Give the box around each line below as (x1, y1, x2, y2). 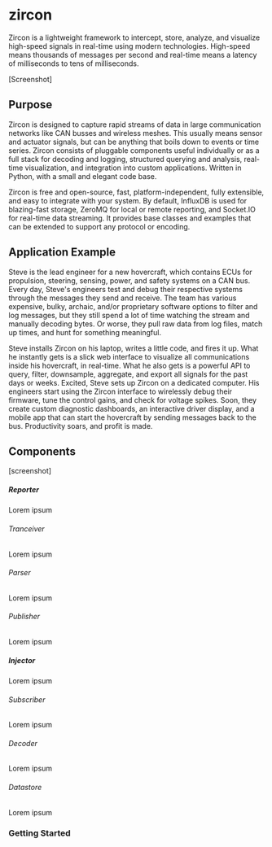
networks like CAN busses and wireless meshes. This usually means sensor (8, 128, 263, 138)
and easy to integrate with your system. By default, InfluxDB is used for (8, 195, 248, 205)
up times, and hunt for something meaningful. (8, 327, 161, 337)
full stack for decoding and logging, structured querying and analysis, (8, 154, 243, 164)
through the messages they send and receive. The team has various (8, 293, 237, 303)
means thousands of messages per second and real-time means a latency (8, 50, 257, 59)
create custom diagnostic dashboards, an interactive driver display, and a (8, 404, 255, 413)
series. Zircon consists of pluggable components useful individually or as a (8, 145, 260, 155)
